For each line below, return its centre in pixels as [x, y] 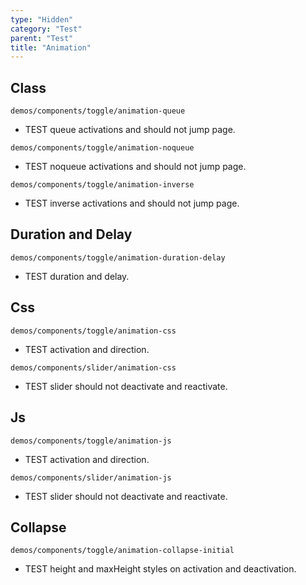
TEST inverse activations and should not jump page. [132, 203]
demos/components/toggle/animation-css [93, 331]
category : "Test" [46, 29]
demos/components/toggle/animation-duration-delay [118, 257]
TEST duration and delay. [77, 276]
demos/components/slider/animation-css [93, 367]
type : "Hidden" [42, 19]
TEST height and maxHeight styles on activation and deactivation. [160, 569]
